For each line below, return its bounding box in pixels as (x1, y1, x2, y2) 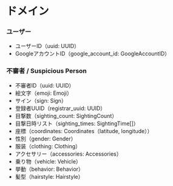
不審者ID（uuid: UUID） (15, 81, 75, 89)
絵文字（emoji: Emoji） (15, 89, 73, 97)
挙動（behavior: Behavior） (15, 165, 84, 173)
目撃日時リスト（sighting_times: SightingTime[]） (15, 120, 139, 127)
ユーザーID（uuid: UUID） (15, 43, 80, 50)
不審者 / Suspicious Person (6, 67, 87, 75)
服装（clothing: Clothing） (15, 142, 81, 150)
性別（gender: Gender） (15, 135, 76, 142)
